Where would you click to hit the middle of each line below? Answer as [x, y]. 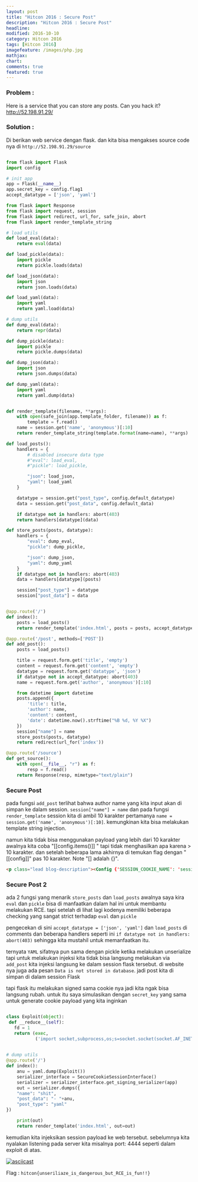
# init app [19, 178]
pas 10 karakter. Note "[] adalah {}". [76, 859]
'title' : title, [47, 704]
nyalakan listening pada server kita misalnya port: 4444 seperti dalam [91, 1144]
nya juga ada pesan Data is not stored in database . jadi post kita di [90, 970]
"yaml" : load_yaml [50, 482]
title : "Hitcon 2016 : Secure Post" [51, 17]
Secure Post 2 [27, 884]
